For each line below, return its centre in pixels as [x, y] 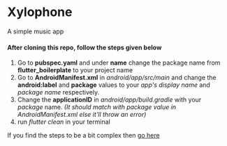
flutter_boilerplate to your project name [75, 70]
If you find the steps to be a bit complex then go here [83, 136]
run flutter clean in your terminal [64, 122]
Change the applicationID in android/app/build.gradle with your [109, 100]
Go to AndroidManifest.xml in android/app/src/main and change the [117, 78]
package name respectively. [58, 92]
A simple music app [36, 31]
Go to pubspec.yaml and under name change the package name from [119, 63]
